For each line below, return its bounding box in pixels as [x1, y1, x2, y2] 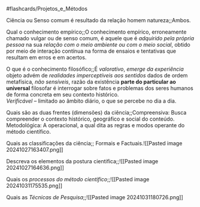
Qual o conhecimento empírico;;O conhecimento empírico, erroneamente [6, 28, 187, 35]
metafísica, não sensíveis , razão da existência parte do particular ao [6, 78, 177, 85]
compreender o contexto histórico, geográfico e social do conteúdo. [6, 115, 175, 122]
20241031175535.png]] [6, 182, 63, 189]
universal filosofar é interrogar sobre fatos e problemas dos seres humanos [6, 85, 193, 92]
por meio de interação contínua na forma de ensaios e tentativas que [6, 47, 177, 55]
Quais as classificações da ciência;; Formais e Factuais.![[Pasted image [6, 140, 183, 146]
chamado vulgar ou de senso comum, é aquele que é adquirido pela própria [6, 35, 195, 41]
